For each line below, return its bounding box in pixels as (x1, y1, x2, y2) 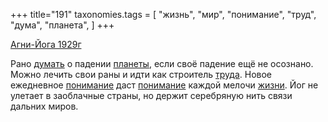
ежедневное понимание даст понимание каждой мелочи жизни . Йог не (10, 79, 319, 91)
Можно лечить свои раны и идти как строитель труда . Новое (10, 69, 273, 80)
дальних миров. (10, 100, 79, 112)
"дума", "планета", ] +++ (10, 19, 115, 31)
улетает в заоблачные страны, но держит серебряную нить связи (10, 90, 293, 101)
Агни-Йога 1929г (10, 39, 82, 50)
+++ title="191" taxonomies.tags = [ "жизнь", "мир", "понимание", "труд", (10, 9, 317, 20)
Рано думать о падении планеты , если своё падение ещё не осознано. (10, 58, 314, 69)
